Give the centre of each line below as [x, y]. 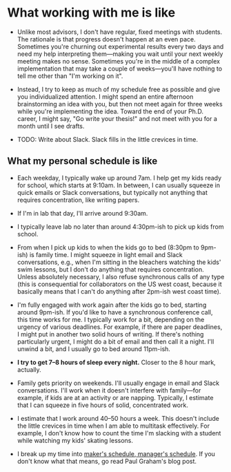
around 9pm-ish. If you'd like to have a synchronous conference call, [115, 312]
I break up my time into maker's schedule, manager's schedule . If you [116, 453]
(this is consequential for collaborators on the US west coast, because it [119, 284]
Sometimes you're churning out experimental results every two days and [120, 46]
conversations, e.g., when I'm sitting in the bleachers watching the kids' [119, 262]
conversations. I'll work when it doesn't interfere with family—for [109, 390]
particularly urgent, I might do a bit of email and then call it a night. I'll [115, 341]
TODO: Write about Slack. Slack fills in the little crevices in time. [108, 139]
